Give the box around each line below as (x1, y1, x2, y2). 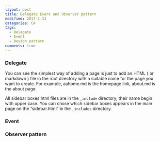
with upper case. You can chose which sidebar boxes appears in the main (5, 100, 153, 106)
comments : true (5, 43, 36, 48)
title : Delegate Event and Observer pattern (5, 12, 96, 17)
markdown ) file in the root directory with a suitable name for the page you (5, 75, 154, 81)
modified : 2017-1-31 (5, 16, 47, 21)
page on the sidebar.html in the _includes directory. (5, 106, 112, 111)
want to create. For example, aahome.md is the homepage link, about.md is (5, 81, 156, 87)
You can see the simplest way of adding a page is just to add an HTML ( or (5, 70, 154, 76)
